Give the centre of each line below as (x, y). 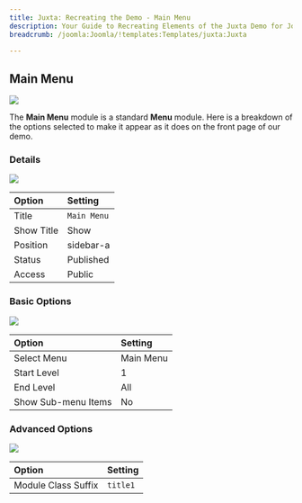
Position (31, 246)
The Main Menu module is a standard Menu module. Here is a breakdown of (151, 117)
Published (88, 260)
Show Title (36, 230)
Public (80, 274)
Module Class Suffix (56, 485)
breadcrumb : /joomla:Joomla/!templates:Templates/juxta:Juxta (128, 34)
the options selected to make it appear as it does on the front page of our (145, 127)
